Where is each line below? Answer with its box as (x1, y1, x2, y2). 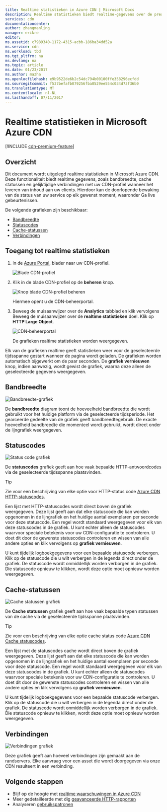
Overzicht (5, 157, 37, 166)
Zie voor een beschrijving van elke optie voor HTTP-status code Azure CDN (5, 489, 161, 495)
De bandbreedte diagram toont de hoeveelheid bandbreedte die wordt (5, 406, 150, 412)
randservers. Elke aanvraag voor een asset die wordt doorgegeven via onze (5, 758, 161, 764)
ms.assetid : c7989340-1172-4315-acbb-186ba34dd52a (5, 40, 112, 45)
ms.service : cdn (5, 44, 39, 49)
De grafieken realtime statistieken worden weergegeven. (12, 338, 128, 344)
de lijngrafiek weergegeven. (5, 427, 63, 433)
